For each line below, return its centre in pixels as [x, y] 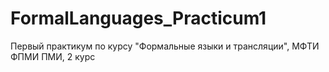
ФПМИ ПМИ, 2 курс [53, 56]
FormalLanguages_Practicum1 [138, 18]
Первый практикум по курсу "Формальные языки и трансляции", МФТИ [165, 46]
